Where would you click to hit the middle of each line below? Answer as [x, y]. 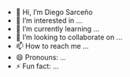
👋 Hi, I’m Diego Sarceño [54, 12]
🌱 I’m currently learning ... [58, 29]
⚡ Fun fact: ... [37, 66]
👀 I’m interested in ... [49, 20]
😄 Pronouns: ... [41, 57]
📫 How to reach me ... [52, 46]
